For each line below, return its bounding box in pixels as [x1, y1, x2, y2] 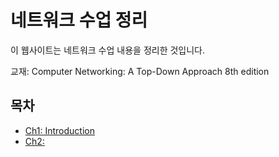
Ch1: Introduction [24, 124, 95, 136]
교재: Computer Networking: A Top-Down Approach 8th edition [10, 65, 270, 77]
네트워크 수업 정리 [10, 9, 148, 32]
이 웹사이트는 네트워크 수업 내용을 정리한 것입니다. [10, 44, 206, 56]
